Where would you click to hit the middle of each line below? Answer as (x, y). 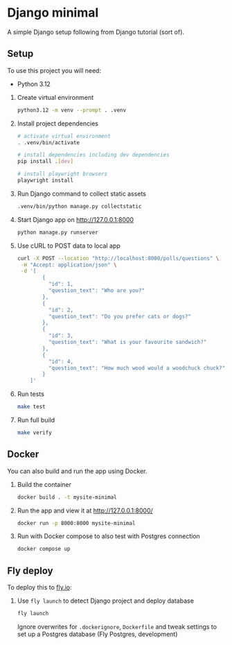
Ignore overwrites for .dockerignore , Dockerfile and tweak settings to (117, 627)
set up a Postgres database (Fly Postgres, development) (97, 634)
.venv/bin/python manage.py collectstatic (79, 206)
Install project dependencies (58, 123)
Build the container (44, 484)
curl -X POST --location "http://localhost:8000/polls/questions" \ (118, 258)
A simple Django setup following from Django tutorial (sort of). (96, 32)
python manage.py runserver (57, 232)
